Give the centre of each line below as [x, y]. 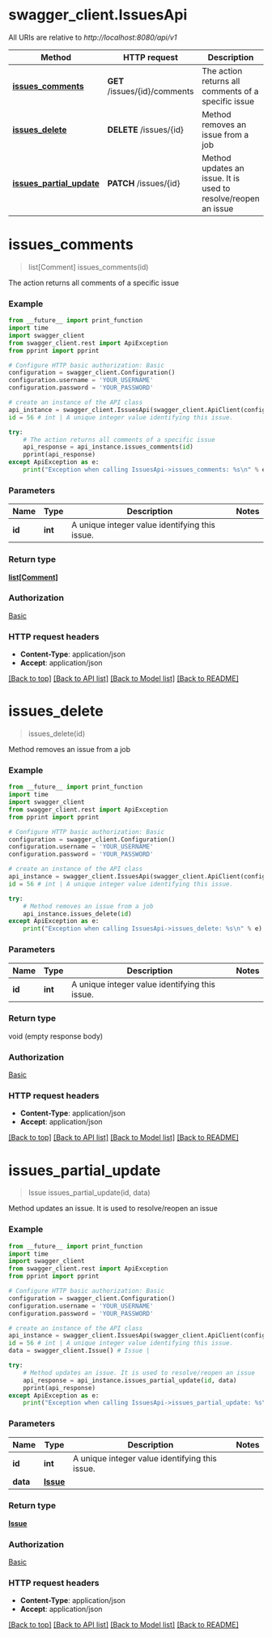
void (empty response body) [56, 1036]
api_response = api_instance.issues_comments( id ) [108, 447]
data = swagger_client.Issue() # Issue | [79, 1351]
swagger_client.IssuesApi [98, 15]
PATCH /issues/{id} [144, 183]
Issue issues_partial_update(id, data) [89, 1193]
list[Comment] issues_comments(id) [88, 267]
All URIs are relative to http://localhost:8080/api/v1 [93, 37]
